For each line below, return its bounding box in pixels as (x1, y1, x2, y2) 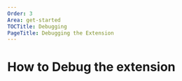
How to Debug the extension (7, 60, 176, 75)
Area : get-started (7, 17, 61, 24)
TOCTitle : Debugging (7, 23, 68, 30)
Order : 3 (7, 10, 33, 17)
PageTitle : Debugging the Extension (7, 29, 114, 37)
